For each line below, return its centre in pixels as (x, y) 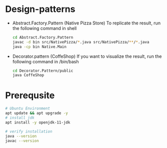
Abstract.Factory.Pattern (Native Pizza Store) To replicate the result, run (86, 23)
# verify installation (29, 131)
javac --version (22, 141)
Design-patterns (40, 9)
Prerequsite (30, 95)
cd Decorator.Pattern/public (43, 71)
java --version (21, 136)
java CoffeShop (28, 75)
